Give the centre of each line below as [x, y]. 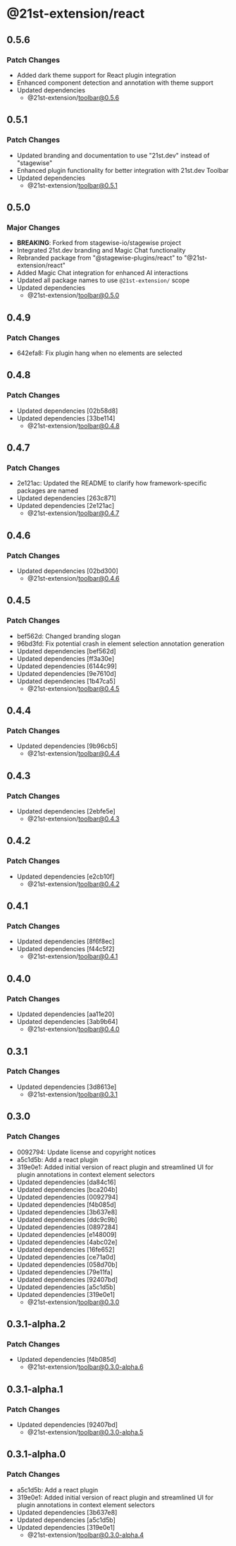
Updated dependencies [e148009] [67, 1234]
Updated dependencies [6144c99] [67, 666]
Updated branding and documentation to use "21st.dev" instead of [113, 155]
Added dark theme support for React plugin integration [97, 75]
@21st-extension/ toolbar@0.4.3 [73, 819]
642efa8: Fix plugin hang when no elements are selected [99, 353]
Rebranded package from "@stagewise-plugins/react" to [99, 258]
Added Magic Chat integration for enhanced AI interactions [102, 273]
